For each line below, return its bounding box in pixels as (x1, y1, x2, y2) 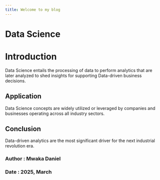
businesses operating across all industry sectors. (5, 110, 105, 116)
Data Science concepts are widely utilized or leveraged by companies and (5, 105, 156, 111)
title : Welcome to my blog (5, 7, 61, 12)
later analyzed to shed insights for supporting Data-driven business (5, 72, 142, 78)
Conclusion (5, 124, 41, 133)
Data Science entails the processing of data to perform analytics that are (5, 67, 153, 73)
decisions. (5, 77, 26, 84)
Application (5, 92, 42, 101)
